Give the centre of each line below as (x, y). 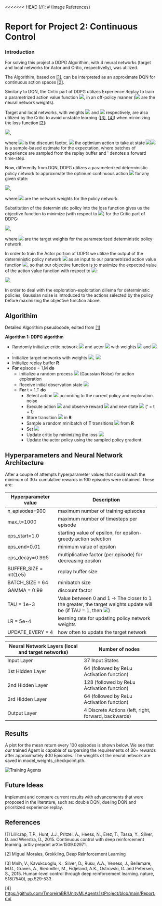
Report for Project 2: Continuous (71, 27)
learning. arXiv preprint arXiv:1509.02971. (46, 844)
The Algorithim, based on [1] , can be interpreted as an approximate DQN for (80, 77)
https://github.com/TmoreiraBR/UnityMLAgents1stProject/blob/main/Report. (80, 893)
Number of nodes (119, 649)
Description (106, 500)
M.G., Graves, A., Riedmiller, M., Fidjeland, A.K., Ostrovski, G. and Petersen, (80, 868)
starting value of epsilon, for (89, 533)
